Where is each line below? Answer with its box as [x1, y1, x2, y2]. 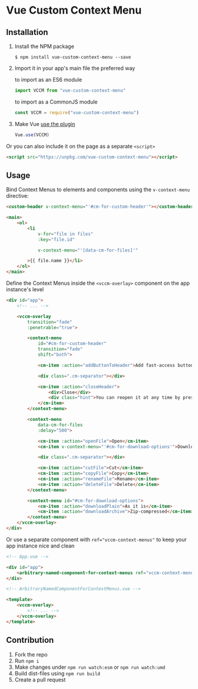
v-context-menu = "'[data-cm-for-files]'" [37, 247, 138, 253]
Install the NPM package [14, 43, 75, 50]
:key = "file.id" [37, 236, 75, 243]
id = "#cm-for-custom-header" [37, 341, 107, 347]
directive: [6, 192, 29, 199]
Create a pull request [14, 676, 66, 683]
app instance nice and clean [6, 542, 75, 549]
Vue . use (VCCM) [14, 131, 49, 138]
